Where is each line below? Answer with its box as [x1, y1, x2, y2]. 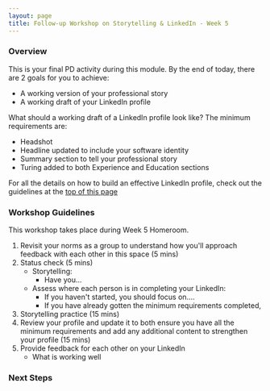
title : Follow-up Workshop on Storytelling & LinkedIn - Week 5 [8, 19, 229, 27]
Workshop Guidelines [8, 206, 95, 218]
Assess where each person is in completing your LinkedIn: [31, 284, 226, 293]
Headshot [19, 136, 53, 146]
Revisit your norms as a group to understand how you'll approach [19, 241, 238, 251]
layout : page [8, 11, 52, 20]
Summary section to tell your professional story [19, 154, 177, 164]
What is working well [31, 352, 102, 362]
